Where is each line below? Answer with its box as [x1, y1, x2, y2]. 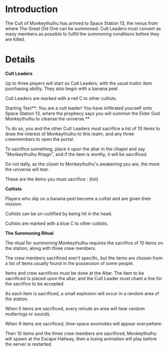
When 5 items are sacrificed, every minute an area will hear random [5, 305, 145, 311]
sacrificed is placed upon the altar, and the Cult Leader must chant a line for [5, 275, 162, 281]
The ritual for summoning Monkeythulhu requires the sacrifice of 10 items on [5, 240, 163, 246]
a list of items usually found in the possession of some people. [5, 260, 134, 266]
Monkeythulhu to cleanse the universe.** [5, 116, 90, 122]
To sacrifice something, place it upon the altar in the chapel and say [5, 146, 145, 152]
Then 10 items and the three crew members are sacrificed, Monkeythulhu [5, 330, 156, 336]
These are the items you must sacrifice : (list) [5, 176, 99, 182]
